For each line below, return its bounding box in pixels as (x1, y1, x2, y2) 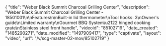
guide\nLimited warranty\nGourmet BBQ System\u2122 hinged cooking (5, 20, 151, 25)
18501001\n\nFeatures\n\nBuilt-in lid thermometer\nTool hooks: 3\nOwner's (5, 15, 159, 20)
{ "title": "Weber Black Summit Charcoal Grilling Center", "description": (5, 4, 150, 10)
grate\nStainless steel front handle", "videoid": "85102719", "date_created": (5, 25, 159, 31)
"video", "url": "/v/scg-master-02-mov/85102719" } (5, 35, 109, 41)
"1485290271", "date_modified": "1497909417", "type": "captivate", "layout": (5, 30, 162, 36)
